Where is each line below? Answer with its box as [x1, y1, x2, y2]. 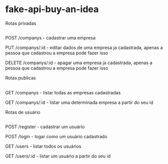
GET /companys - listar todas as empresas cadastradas [5, 89, 121, 95]
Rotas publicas [5, 75, 36, 81]
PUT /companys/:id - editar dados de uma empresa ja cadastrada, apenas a [5, 44, 163, 51]
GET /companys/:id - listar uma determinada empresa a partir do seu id [5, 99, 154, 105]
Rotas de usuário [5, 109, 40, 115]
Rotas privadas [5, 20, 36, 26]
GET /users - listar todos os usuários [5, 143, 82, 149]
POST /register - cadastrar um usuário [5, 124, 85, 130]
